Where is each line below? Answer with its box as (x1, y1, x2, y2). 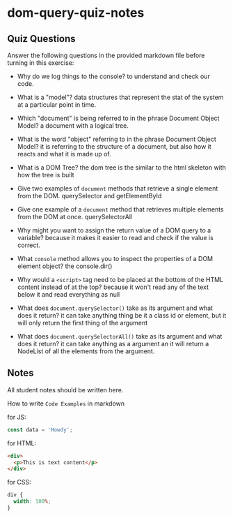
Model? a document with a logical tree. (17, 121, 129, 130)
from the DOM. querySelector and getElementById (17, 192, 162, 200)
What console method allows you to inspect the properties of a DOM (17, 255, 214, 262)
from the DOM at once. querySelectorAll (17, 213, 133, 221)
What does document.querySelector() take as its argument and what (17, 304, 214, 312)
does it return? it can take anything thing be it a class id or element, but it (17, 311, 227, 319)
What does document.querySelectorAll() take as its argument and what (17, 332, 223, 340)
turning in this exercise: (7, 59, 74, 67)
